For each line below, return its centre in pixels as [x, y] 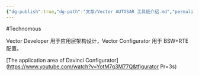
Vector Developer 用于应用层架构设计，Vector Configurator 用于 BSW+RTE [97, 41]
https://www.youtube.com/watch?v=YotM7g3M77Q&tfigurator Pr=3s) [92, 66]
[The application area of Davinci [45, 60]
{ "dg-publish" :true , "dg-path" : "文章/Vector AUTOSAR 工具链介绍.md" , [89, 12]
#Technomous [24, 28]
